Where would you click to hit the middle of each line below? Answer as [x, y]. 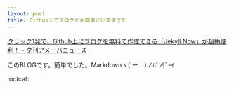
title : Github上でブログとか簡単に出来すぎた [67, 20]
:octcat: [18, 78]
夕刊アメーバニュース [56, 50]
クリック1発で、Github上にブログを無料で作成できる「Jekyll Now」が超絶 [114, 41]
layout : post [26, 14]
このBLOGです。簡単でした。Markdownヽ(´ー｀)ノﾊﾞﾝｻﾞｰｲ [91, 64]
